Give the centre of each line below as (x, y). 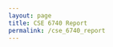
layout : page (30, 16)
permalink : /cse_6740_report (57, 30)
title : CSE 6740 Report (48, 23)
